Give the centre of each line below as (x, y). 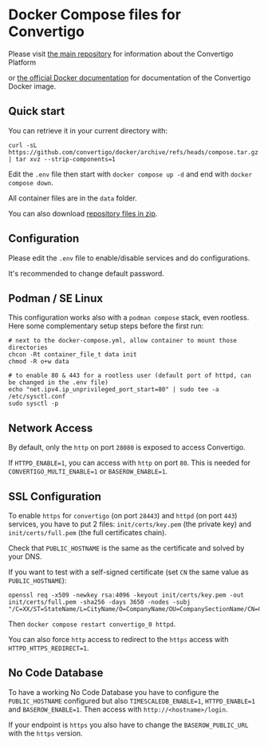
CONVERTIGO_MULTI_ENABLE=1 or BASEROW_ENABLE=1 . (88, 471)
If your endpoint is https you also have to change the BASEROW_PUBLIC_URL (128, 724)
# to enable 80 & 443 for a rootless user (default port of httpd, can (130, 376)
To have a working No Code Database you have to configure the (114, 692)
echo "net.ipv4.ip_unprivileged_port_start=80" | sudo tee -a (114, 390)
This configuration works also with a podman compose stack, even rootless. (129, 318)
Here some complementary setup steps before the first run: (106, 326)
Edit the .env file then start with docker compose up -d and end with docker (130, 174)
